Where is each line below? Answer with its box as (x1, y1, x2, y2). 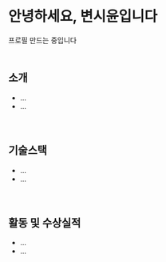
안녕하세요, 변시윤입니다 (8, 7, 158, 26)
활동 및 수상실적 (8, 216, 81, 229)
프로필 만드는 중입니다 (8, 35, 77, 45)
